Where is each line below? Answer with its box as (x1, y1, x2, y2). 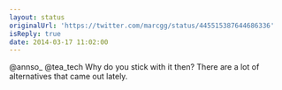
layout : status (9, 12, 65, 22)
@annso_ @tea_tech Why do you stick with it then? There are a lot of (9, 62, 260, 72)
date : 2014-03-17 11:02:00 (9, 37, 109, 47)
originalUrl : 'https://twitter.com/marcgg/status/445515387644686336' (9, 21, 275, 30)
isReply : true (9, 29, 62, 38)
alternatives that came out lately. (9, 71, 128, 82)
